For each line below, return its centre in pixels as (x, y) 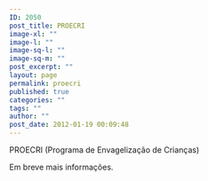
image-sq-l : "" (37, 51)
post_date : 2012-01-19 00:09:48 (69, 125)
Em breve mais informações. (61, 167)
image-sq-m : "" (37, 59)
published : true (39, 91)
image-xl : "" (33, 34)
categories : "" (37, 100)
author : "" (29, 116)
